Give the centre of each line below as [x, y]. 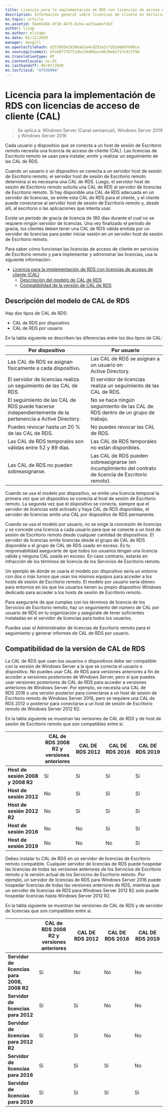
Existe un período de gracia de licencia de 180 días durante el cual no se [80, 218]
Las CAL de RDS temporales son [46, 441]
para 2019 [20, 1101]
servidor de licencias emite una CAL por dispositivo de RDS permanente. [80, 514]
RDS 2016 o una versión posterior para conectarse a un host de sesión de [81, 693]
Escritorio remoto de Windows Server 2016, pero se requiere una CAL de [80, 698]
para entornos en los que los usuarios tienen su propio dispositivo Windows [83, 587]
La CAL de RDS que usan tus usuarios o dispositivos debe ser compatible [81, 661]
